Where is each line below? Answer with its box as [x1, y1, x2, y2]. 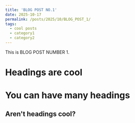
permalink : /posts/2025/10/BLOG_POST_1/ [5, 17, 91, 22]
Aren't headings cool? [5, 109, 76, 118]
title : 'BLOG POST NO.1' [5, 7, 57, 13]
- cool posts [10, 26, 37, 31]
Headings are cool [5, 67, 83, 78]
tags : [5, 21, 17, 27]
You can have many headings [5, 90, 130, 101]
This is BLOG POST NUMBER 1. [5, 49, 69, 55]
